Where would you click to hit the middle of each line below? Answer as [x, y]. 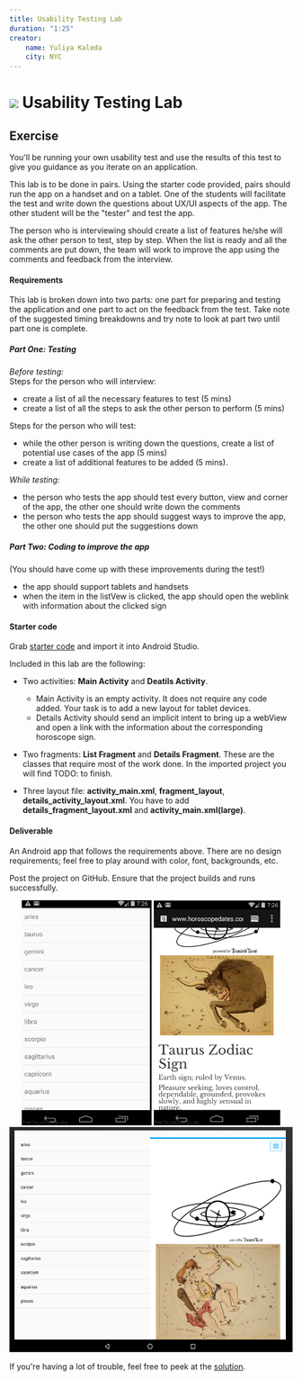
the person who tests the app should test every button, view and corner [155, 497]
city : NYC [44, 57]
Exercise [34, 135]
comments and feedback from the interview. [91, 259]
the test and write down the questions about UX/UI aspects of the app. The [148, 203]
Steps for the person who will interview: [83, 382]
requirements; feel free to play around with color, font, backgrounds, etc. [144, 861]
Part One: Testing [43, 349]
